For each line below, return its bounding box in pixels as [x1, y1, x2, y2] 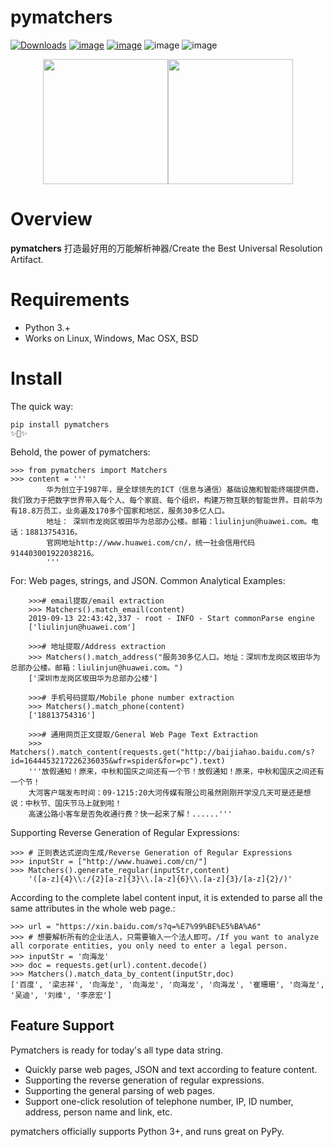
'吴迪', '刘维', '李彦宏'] [10, 990, 112, 1000]
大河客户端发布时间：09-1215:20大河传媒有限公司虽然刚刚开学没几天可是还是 [28, 787, 304, 798]
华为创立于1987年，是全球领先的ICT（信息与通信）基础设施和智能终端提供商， [46, 484, 323, 495]
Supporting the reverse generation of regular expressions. [24, 1074, 265, 1086]
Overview [10, 208, 93, 231]
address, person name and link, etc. [24, 1106, 173, 1118]
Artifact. [10, 253, 44, 265]
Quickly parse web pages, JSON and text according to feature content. [24, 1063, 318, 1075]
